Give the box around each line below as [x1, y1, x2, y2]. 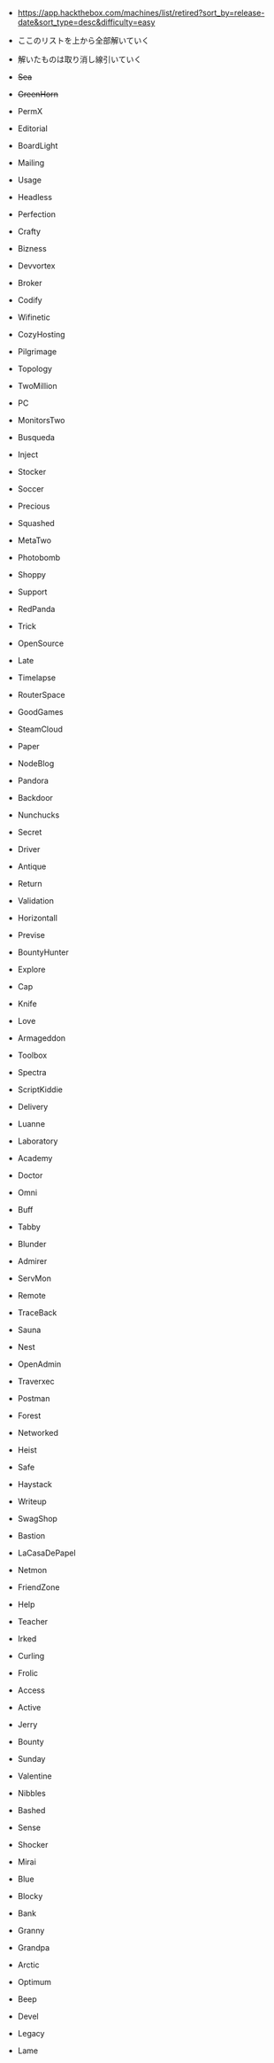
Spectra [17, 1067, 47, 1077]
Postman [17, 1393, 50, 1403]
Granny [17, 1926, 45, 1935]
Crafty [17, 226, 42, 237]
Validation [17, 896, 55, 906]
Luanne [17, 1119, 46, 1128]
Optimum [17, 1977, 51, 1987]
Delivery [17, 1102, 49, 1112]
